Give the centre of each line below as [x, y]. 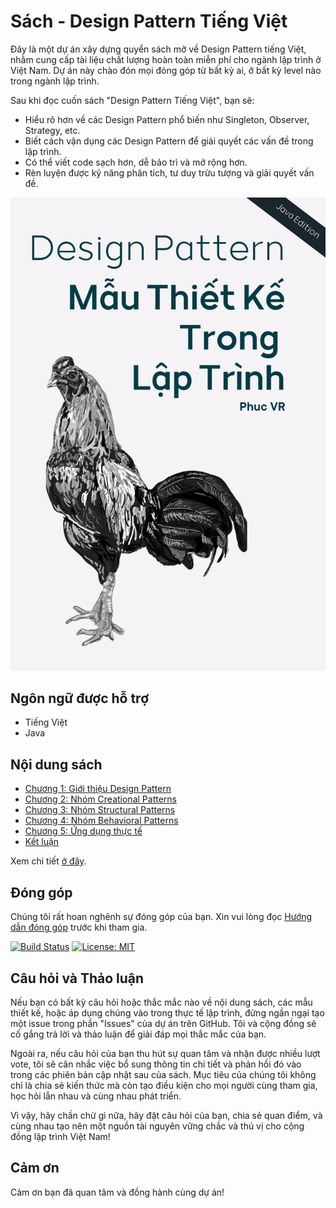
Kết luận [42, 842]
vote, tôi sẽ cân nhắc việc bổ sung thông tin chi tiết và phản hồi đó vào [156, 1064]
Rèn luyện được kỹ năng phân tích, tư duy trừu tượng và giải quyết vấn [169, 172]
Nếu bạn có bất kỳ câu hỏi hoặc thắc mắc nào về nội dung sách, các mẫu [161, 1002]
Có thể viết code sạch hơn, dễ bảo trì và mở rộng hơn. [136, 162]
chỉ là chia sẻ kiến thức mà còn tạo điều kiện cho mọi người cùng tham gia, [164, 1085]
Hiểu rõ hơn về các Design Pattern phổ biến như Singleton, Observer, [167, 119]
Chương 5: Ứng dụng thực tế [83, 831]
